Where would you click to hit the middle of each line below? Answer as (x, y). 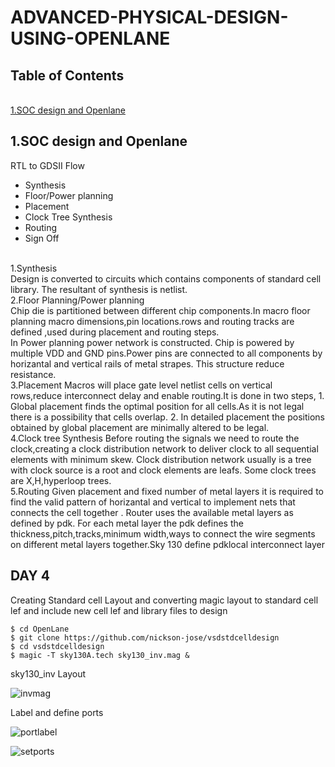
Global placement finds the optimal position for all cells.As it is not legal (157, 406)
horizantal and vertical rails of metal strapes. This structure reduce (147, 363)
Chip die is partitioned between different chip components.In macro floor (160, 310)
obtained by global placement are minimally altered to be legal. (140, 427)
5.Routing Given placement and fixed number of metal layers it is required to (167, 491)
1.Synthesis (34, 268)
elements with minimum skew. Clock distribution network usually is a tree (161, 459)
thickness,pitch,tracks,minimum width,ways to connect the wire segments (163, 533)
